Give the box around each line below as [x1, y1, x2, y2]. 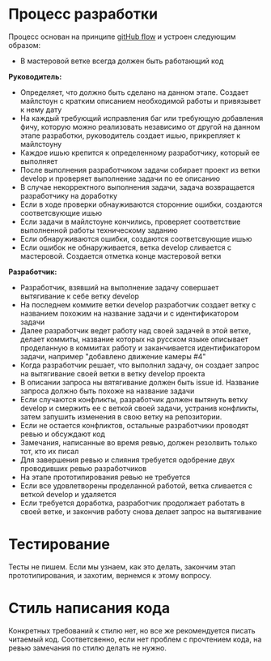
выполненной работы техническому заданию [19, 225, 178, 235]
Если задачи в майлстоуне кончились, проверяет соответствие [19, 217, 241, 226]
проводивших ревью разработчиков [19, 463, 147, 473]
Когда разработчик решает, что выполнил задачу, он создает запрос [19, 360, 260, 370]
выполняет [19, 156, 58, 166]
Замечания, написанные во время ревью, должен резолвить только [19, 437, 257, 447]
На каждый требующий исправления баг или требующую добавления [19, 113, 264, 122]
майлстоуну [19, 139, 62, 148]
